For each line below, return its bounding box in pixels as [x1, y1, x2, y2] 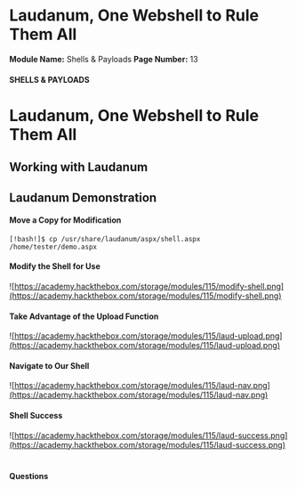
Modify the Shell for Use [9, 261, 100, 272]
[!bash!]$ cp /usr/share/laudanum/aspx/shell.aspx [9, 234, 201, 243]
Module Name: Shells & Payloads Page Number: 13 [9, 53, 198, 64]
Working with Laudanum [9, 159, 148, 175]
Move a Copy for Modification [9, 215, 122, 225]
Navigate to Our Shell [9, 360, 90, 371]
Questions [9, 470, 49, 481]
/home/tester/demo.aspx [9, 242, 98, 251]
